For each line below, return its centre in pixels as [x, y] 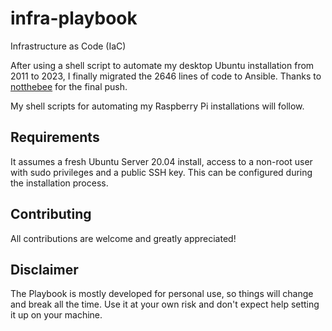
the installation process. [59, 183]
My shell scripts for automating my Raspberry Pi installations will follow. [157, 106]
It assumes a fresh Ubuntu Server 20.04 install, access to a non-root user [161, 161]
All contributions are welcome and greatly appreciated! [123, 238]
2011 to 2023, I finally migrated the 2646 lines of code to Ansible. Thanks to [166, 76]
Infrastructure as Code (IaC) [68, 46]
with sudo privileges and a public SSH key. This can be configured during [161, 172]
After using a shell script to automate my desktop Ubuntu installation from [162, 65]
